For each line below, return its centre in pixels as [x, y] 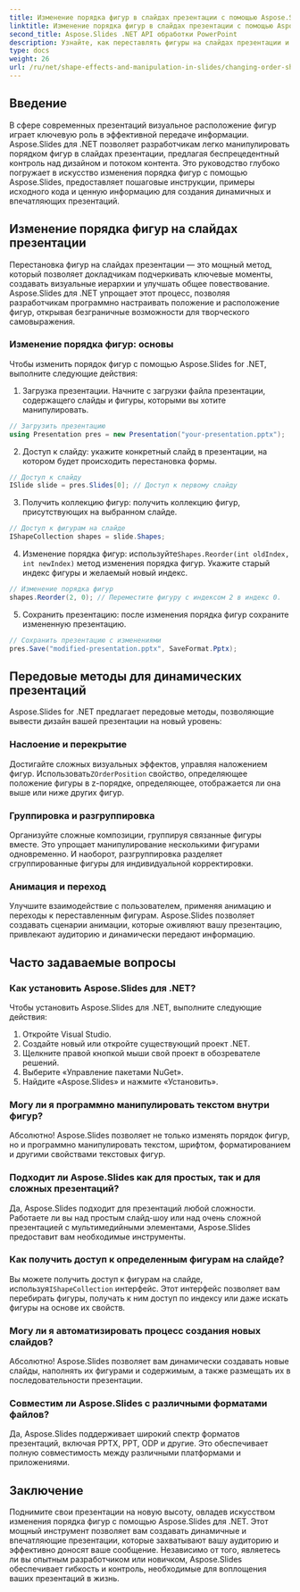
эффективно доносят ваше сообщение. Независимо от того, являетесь [145, 1550]
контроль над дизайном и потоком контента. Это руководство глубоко [145, 163]
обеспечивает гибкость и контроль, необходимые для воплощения [138, 1569]
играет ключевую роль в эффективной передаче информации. [129, 134]
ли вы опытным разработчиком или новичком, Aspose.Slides [126, 1560]
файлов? [29, 1414]
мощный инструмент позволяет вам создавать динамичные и [128, 1531]
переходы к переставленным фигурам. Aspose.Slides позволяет [132, 915]
